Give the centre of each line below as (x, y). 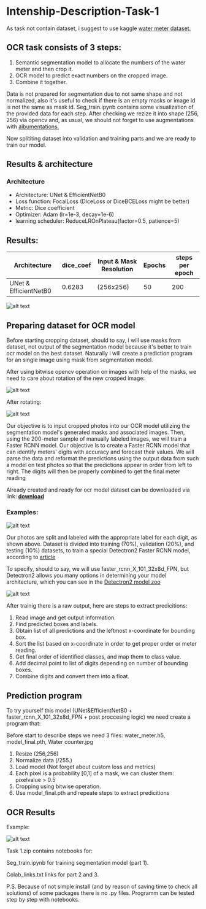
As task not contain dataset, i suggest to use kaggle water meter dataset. (99, 28)
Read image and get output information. (66, 617)
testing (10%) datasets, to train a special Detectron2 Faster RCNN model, (98, 551)
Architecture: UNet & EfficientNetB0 (60, 195)
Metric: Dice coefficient (45, 208)
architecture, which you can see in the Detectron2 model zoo (83, 582)
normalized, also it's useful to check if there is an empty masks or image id (101, 100)
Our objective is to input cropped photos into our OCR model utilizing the (98, 426)
